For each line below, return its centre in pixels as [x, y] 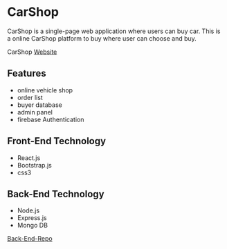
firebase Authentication [51, 119]
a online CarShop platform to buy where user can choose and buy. [102, 38]
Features [27, 73]
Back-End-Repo [30, 239]
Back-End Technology [56, 194]
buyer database [39, 105]
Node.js [28, 210]
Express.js [32, 218]
